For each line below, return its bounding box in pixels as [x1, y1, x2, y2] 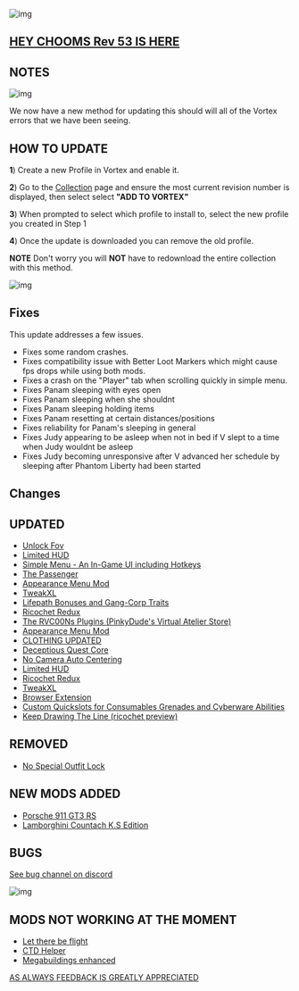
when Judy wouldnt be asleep [21, 441, 134, 452]
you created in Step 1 [9, 219, 87, 229]
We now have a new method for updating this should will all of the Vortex [9, 105, 278, 116]
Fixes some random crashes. [21, 346, 129, 357]
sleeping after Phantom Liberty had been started [21, 460, 201, 471]
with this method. [9, 262, 73, 273]
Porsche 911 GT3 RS [21, 810, 96, 820]
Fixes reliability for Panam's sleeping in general [21, 422, 196, 433]
